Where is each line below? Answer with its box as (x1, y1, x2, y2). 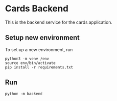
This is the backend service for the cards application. (5, 19, 113, 25)
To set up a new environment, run (5, 46, 73, 52)
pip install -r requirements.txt (5, 65, 73, 69)
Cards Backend (5, 3, 69, 14)
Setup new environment (5, 34, 80, 42)
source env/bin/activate (5, 60, 56, 66)
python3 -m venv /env (5, 56, 49, 61)
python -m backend (5, 91, 43, 96)
